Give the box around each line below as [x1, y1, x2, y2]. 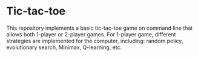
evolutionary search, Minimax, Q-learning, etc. [6, 44, 122, 51]
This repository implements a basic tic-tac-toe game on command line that [6, 24, 193, 32]
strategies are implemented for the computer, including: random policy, [6, 37, 183, 44]
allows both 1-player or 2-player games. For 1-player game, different [6, 30, 176, 38]
